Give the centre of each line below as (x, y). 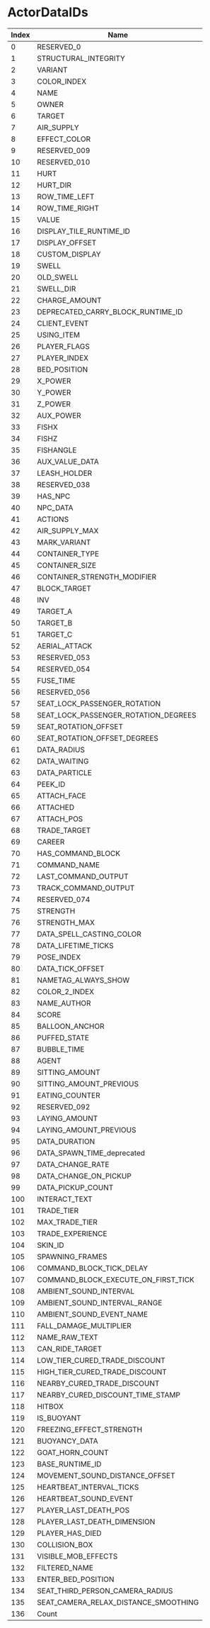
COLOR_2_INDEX (66, 991)
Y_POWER (54, 392)
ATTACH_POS (60, 818)
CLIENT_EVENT (63, 323)
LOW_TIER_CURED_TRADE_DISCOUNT (101, 1360)
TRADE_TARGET (64, 830)
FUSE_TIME (56, 680)
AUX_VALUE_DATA (68, 462)
